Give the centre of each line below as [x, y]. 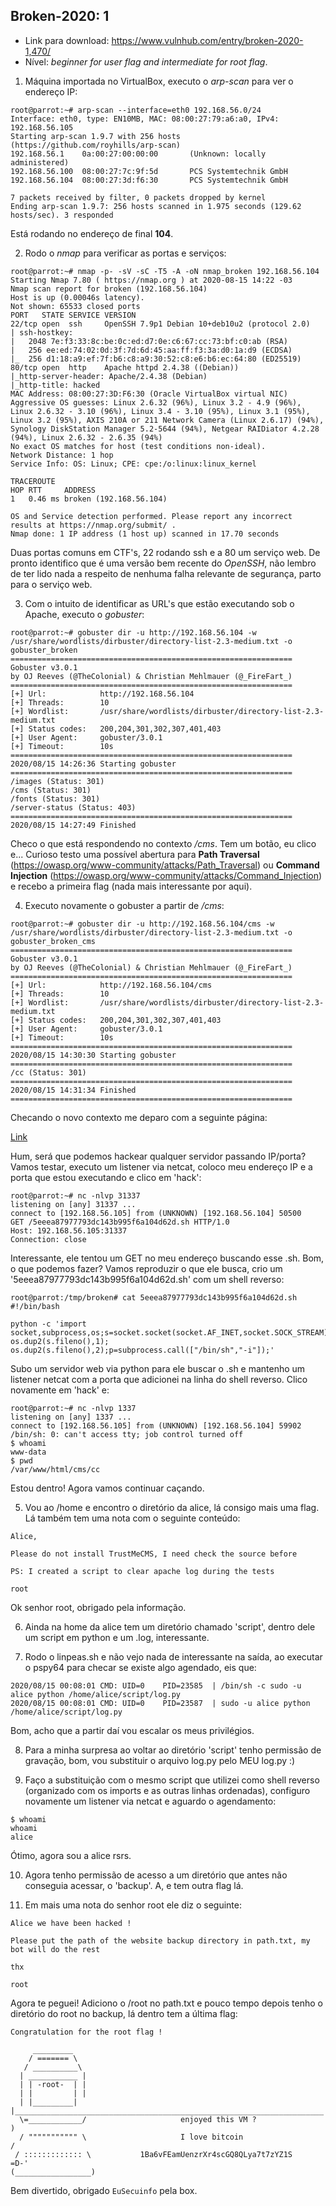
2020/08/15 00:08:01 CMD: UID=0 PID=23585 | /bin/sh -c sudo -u [156, 1685]
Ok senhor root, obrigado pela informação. [98, 1607]
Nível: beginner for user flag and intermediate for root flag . [146, 61]
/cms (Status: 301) [51, 790]
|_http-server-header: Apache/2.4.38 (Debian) [109, 376]
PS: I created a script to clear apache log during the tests [142, 1571]
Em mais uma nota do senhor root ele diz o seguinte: [133, 1905]
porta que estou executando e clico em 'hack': [106, 1177]
